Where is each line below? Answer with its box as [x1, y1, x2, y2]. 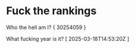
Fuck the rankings [6, 4, 97, 18]
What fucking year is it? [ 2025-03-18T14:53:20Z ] [6, 35, 130, 42]
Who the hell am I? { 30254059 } [6, 24, 86, 31]
